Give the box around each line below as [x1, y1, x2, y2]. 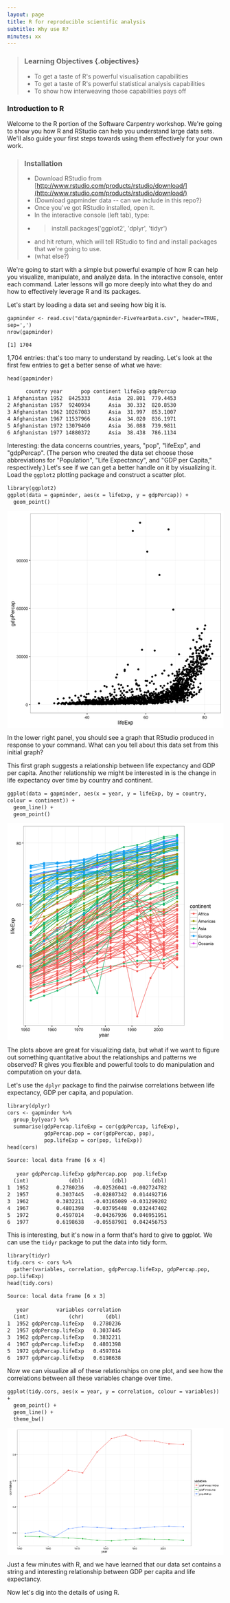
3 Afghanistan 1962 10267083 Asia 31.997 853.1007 [7, 409, 176, 416]
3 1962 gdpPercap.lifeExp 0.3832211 [7, 1334, 122, 1341]
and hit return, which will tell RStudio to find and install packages [34, 237, 218, 246]
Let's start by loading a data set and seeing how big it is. [7, 301, 167, 309]
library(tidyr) [7, 1253, 51, 1260]
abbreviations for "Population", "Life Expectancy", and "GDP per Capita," [7, 456, 212, 465]
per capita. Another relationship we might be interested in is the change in [7, 769, 216, 777]
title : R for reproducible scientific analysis [7, 18, 146, 25]
